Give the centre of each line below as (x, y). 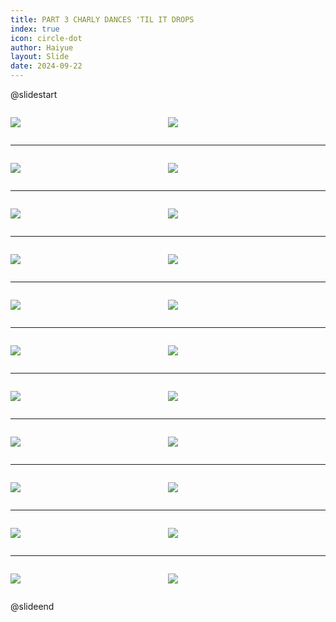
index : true (35, 29)
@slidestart (34, 94)
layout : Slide (40, 57)
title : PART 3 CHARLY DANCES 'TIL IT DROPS (102, 19)
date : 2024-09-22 (46, 66)
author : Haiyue (42, 47)
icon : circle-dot (46, 38)
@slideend (32, 606)
